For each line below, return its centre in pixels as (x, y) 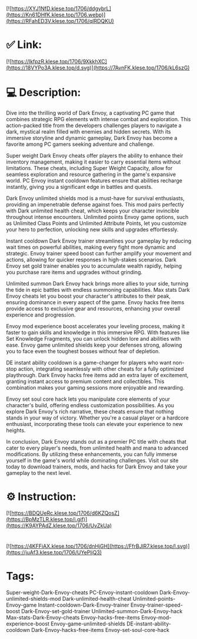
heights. (16, 430)
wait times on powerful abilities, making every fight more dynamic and (91, 247)
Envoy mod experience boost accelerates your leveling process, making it (96, 326)
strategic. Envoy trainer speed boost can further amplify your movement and (99, 253)
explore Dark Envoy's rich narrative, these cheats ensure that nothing (90, 411)
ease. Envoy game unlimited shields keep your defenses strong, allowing (94, 345)
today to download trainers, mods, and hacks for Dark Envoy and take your (97, 467)
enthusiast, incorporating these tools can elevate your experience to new (95, 424)
